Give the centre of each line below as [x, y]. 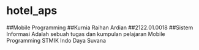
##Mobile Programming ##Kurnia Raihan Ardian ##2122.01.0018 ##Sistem [100, 27]
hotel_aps [32, 11]
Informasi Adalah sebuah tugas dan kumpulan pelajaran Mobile [86, 34]
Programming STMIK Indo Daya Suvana [56, 40]
